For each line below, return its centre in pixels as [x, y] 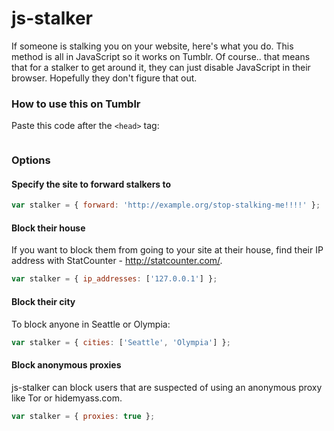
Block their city [43, 301]
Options [31, 160]
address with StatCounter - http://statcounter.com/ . [117, 261]
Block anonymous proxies [66, 364]
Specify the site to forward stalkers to [91, 184]
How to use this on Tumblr [76, 104]
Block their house [48, 228]
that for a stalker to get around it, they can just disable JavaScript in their [161, 67]
